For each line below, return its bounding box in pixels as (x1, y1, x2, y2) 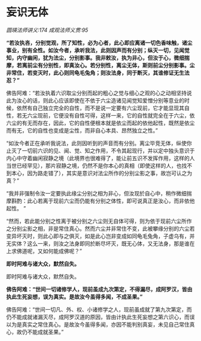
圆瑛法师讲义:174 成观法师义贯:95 (6, 26, 89, 34)
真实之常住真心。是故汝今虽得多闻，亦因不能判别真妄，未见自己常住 (22, 321, 190, 328)
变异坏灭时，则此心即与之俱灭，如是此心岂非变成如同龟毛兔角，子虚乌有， (6, 232, 190, 240)
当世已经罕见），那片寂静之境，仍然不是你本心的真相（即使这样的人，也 (6, 162, 182, 169)
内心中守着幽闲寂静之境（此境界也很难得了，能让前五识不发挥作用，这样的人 (6, 154, 195, 162)
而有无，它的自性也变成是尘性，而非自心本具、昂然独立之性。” (6, 126, 159, 134)
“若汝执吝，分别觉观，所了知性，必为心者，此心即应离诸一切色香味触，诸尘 (6, 39, 193, 46)
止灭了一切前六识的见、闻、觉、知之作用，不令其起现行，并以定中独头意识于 (6, 147, 195, 154)
